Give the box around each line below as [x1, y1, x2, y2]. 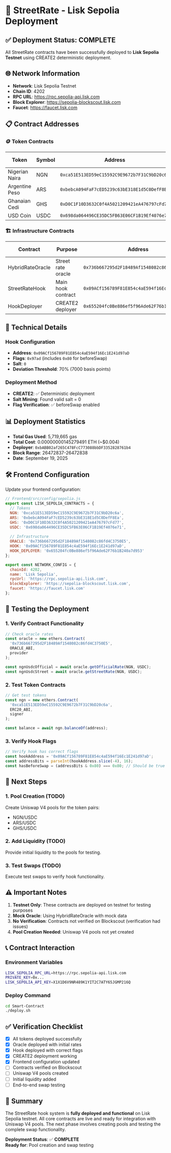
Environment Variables [5, 959, 63, 966]
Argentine [8, 183, 32, 190]
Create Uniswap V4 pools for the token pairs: [5, 804, 100, 810]
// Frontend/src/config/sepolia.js [5, 496, 81, 501]
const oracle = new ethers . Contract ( [5, 636, 85, 641]
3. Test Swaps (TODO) [5, 862, 61, 869]
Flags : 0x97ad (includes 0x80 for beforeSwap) [12, 355, 107, 361]
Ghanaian [8, 197, 31, 204]
